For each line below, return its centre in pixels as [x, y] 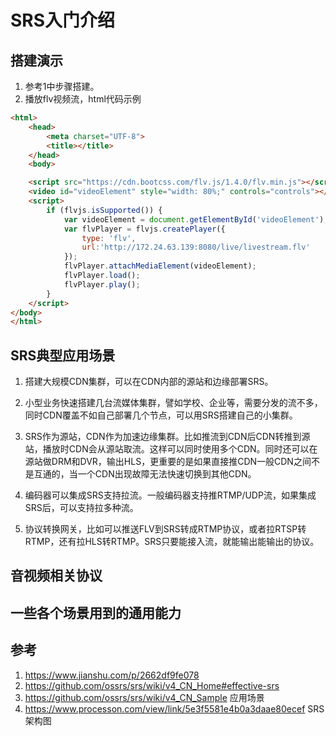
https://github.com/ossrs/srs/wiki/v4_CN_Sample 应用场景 [144, 697]
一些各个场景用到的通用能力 [96, 612]
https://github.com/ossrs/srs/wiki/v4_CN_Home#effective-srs [152, 685]
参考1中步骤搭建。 [62, 86]
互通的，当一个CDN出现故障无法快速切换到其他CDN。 [145, 474]
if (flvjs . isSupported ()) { [104, 210]
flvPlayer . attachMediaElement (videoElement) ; [160, 266]
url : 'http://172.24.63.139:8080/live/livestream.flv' [196, 247]
